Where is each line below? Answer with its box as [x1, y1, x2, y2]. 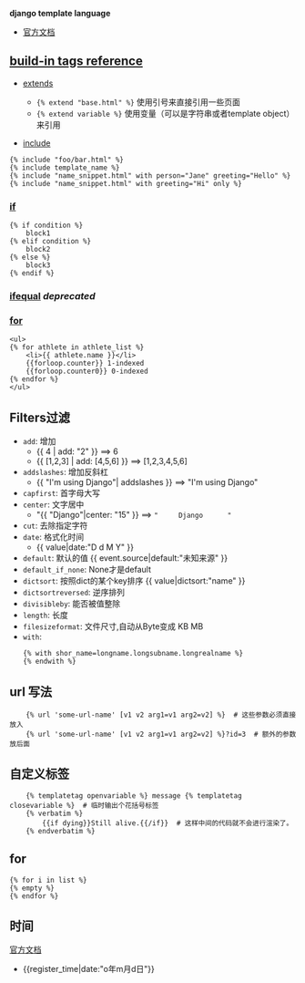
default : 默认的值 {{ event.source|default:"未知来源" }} [22, 553, 229, 564]
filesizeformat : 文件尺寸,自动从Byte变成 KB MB [22, 621, 204, 632]
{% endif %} [9, 269, 55, 278]
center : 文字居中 [22, 499, 85, 510]
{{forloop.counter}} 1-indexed [25, 359, 145, 368]
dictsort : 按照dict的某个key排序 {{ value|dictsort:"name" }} [22, 575, 246, 586]
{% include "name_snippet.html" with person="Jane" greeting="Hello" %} [9, 171, 291, 181]
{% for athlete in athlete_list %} [9, 343, 145, 352]
